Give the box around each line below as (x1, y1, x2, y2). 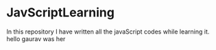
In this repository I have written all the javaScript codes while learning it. (6, 27, 210, 36)
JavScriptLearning (6, 5, 115, 21)
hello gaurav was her (6, 34, 66, 42)
